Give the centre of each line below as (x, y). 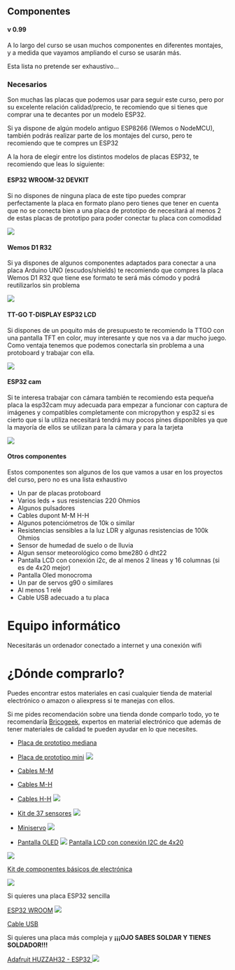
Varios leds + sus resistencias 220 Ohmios (79, 500)
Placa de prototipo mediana (57, 743)
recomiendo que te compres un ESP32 (63, 142)
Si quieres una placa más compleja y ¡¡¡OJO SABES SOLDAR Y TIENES (109, 937)
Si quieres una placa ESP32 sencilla (59, 896)
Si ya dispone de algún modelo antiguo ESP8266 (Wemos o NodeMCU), (111, 128)
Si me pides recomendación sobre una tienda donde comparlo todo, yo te (113, 714)
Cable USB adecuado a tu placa (63, 597)
